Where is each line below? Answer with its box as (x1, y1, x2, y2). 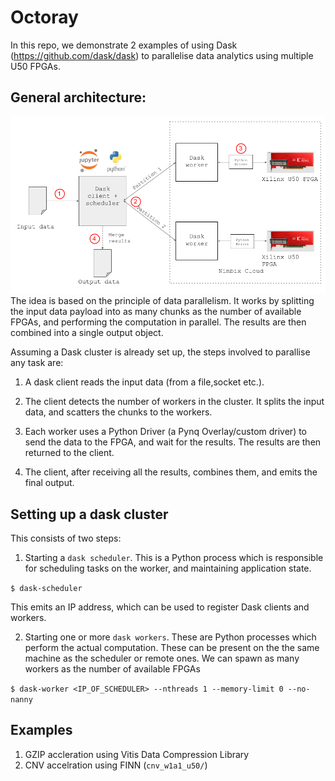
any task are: (10, 357, 64, 369)
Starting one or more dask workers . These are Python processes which (24, 631, 317, 643)
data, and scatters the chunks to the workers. (24, 406, 213, 418)
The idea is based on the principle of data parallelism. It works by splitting (10, 295, 315, 307)
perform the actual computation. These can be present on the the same (24, 642, 320, 654)
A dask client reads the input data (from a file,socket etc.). (24, 376, 265, 388)
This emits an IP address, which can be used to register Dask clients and (10, 601, 310, 613)
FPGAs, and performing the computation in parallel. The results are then (10, 316, 307, 328)
